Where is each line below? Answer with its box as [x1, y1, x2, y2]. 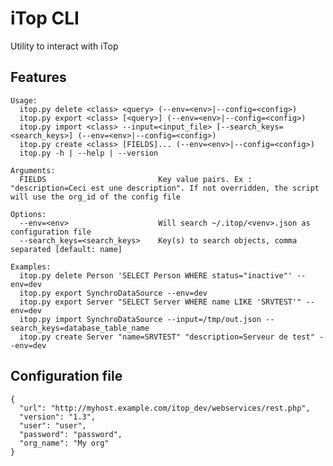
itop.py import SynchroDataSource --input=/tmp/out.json [19, 314, 262, 324]
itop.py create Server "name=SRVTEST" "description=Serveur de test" [19, 332, 315, 342]
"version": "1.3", [19, 412, 97, 422]
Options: [10, 209, 47, 219]
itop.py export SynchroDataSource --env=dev [19, 288, 208, 298]
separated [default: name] [10, 244, 123, 254]
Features [10, 69, 67, 86]
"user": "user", [19, 420, 87, 431]
